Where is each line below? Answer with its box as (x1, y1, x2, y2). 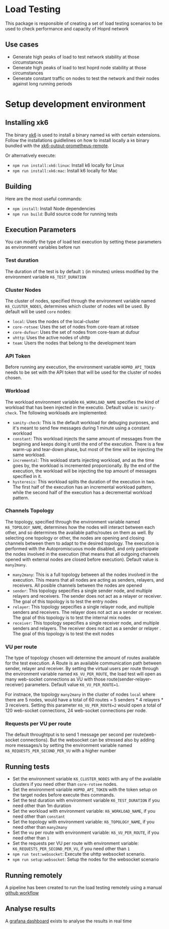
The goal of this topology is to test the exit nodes (12, 631, 114, 637)
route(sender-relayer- (106, 676, 152, 682)
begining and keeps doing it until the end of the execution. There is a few (12, 441, 164, 447)
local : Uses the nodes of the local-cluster (12, 318, 100, 324)
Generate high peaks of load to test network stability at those (12, 54, 140, 60)
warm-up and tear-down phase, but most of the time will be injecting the (12, 446, 163, 452)
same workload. (12, 452, 46, 458)
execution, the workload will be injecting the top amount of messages (12, 468, 157, 474)
